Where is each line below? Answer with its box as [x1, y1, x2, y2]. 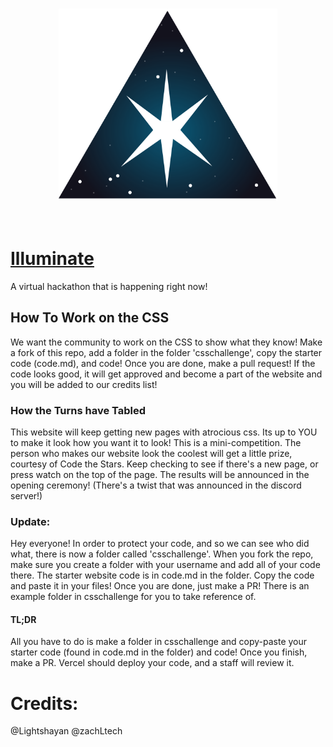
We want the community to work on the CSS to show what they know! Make [10, 336, 323, 348]
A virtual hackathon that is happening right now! [10, 280, 208, 292]
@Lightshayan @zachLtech [10, 725, 123, 737]
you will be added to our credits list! [10, 378, 158, 390]
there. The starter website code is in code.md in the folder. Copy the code [10, 569, 315, 582]
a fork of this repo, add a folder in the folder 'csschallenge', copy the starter [10, 346, 323, 358]
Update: [10, 514, 51, 528]
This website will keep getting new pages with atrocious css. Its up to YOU [10, 426, 318, 438]
